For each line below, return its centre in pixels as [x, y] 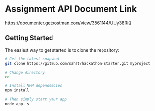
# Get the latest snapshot [33, 59]
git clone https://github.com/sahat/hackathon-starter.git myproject [78, 63]
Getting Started [29, 38]
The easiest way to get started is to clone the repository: [62, 50]
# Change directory [25, 72]
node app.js [17, 104]
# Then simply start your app [36, 99]
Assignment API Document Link [71, 9]
